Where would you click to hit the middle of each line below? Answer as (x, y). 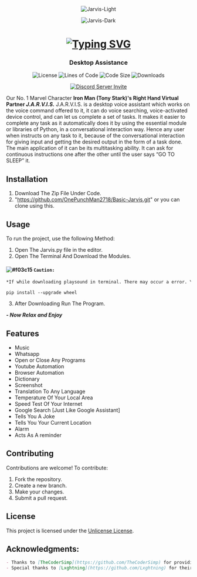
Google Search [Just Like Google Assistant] (67, 410)
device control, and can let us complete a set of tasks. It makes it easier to (96, 117)
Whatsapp (27, 354)
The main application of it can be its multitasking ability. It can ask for (90, 148)
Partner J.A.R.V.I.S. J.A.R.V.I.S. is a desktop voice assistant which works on (98, 104)
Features (23, 333)
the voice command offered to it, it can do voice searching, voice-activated (97, 111)
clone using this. (34, 206)
